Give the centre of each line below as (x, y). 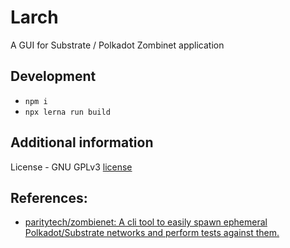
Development (53, 76)
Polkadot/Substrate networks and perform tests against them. (152, 233)
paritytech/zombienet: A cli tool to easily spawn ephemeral (146, 222)
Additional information (82, 142)
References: (49, 197)
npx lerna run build (67, 112)
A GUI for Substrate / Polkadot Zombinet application (117, 45)
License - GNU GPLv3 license (71, 167)
